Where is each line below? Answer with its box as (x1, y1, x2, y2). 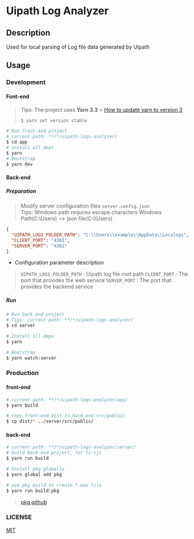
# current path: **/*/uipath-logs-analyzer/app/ (6, 396, 128, 403)
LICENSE (6, 513, 33, 521)
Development (6, 78, 46, 86)
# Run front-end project (6, 128, 67, 134)
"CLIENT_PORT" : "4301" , (11, 237, 70, 243)
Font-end (6, 93, 30, 100)
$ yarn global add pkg (6, 472, 62, 477)
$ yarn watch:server (6, 355, 57, 361)
